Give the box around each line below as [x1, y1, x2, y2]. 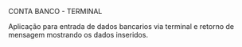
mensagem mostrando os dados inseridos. [8, 31, 149, 39]
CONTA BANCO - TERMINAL [8, 7, 103, 16]
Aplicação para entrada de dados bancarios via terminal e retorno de [8, 22, 235, 31]
